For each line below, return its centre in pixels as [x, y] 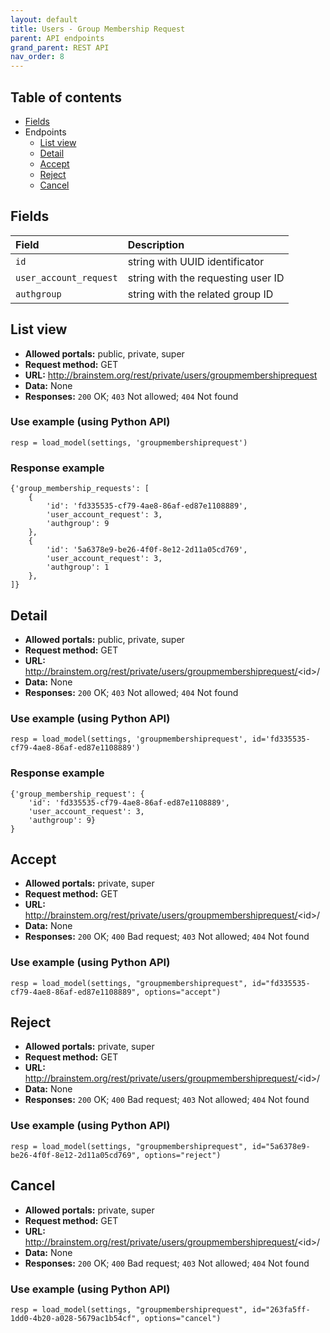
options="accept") [183, 992]
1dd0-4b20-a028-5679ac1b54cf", [75, 1318]
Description [156, 244]
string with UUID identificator [196, 261]
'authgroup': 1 [78, 567]
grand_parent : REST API [60, 47]
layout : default [44, 19]
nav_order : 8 [37, 57]
